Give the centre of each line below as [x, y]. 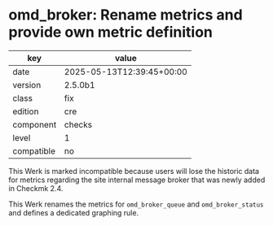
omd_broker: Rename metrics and [125, 15]
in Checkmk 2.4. [36, 188]
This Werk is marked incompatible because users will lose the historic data [134, 171]
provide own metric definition [111, 32]
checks [78, 124]
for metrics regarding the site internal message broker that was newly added [137, 180]
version [27, 85]
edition [26, 111]
